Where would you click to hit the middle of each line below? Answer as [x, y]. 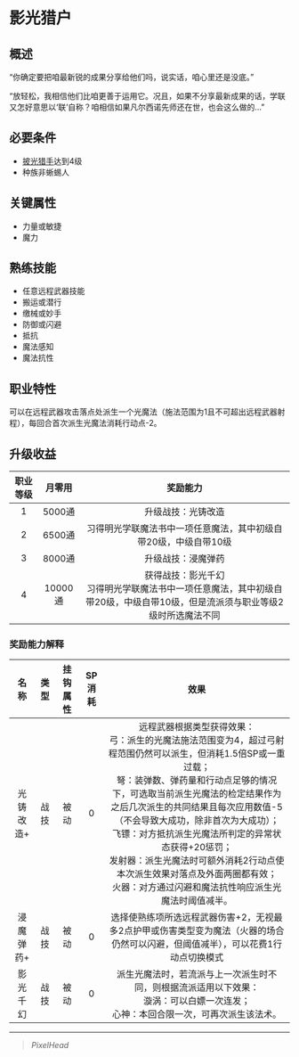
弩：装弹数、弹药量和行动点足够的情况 [197, 781]
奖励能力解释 [37, 644]
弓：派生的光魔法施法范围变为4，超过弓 [192, 741]
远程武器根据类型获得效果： [197, 727]
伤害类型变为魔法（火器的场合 [222, 930]
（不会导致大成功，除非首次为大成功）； [197, 821]
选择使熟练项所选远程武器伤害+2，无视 [192, 917]
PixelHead [50, 1045]
